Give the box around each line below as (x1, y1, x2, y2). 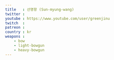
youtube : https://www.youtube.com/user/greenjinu (5, 16, 110, 21)
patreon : (5, 25, 25, 30)
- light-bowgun (14, 43, 45, 48)
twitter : (5, 12, 25, 16)
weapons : (5, 34, 25, 39)
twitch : (5, 20, 25, 26)
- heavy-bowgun (14, 47, 45, 52)
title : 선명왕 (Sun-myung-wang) (5, 7, 75, 12)
